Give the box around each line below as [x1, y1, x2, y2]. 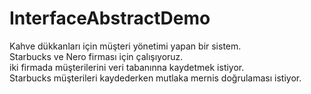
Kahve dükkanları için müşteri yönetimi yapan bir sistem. [9, 40, 242, 52]
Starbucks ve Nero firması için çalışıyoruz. [9, 50, 184, 62]
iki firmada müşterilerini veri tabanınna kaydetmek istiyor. [9, 61, 245, 73]
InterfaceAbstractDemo [9, 7, 211, 30]
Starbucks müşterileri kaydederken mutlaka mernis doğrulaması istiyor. [9, 72, 302, 84]
